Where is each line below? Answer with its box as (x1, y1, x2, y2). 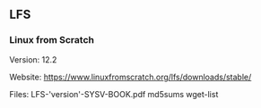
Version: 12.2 (9, 54, 57, 65)
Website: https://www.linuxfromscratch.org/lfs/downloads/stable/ (9, 71, 252, 82)
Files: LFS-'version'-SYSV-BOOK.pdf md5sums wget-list (9, 88, 219, 99)
